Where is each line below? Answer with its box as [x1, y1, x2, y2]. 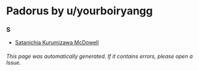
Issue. [6, 59, 21, 66]
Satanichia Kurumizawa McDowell [14, 39, 99, 46]
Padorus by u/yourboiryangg [6, 4, 153, 18]
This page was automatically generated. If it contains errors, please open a [6, 53, 193, 60]
